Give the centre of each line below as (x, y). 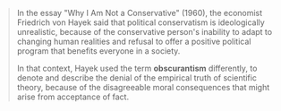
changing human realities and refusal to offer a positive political (134, 41)
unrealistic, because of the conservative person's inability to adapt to (145, 32)
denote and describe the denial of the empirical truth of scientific (136, 78)
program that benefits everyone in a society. (98, 51)
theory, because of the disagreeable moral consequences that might (143, 87)
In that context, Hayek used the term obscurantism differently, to (137, 68)
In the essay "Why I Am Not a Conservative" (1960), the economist (140, 13)
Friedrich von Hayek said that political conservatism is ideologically (140, 22)
